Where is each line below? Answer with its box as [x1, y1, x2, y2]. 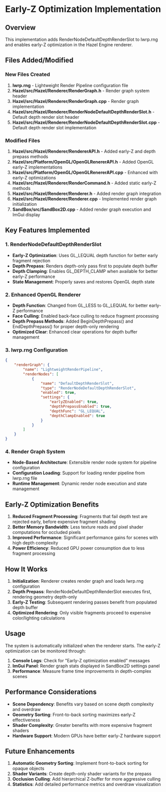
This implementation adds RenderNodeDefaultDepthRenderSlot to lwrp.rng [5, 36, 158, 42]
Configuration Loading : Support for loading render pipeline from [12, 470, 145, 476]
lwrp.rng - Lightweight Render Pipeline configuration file [12, 82, 128, 88]
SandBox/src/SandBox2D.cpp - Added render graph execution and [12, 206, 151, 212]
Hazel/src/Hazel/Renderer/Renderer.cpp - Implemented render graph [12, 195, 157, 202]
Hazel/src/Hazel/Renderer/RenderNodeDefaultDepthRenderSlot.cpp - [12, 119, 160, 125]
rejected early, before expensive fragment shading [12, 519, 116, 525]
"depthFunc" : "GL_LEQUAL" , [49, 409, 106, 414]
